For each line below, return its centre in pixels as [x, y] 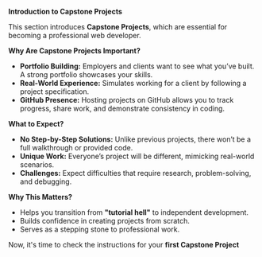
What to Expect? [36, 124]
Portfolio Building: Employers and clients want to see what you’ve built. [137, 66]
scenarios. [37, 165]
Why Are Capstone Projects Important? [74, 51]
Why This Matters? [40, 197]
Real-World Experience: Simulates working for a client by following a [133, 83]
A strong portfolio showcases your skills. [86, 74]
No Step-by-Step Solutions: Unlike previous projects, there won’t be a [135, 139]
